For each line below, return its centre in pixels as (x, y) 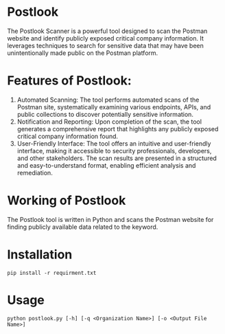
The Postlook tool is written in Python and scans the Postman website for (110, 219)
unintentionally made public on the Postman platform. (83, 53)
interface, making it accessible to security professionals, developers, (114, 151)
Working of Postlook (67, 201)
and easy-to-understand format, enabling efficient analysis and (106, 165)
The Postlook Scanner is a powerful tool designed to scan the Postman (107, 31)
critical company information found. (68, 136)
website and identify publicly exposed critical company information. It (106, 38)
